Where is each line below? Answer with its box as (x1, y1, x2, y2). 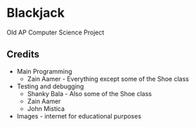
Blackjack (6, 5, 65, 21)
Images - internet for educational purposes (16, 112, 142, 120)
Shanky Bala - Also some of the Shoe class (27, 89, 152, 98)
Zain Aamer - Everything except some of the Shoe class (27, 74, 189, 83)
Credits (6, 48, 40, 60)
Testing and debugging (16, 82, 84, 91)
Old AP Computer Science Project (6, 28, 105, 36)
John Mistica (27, 104, 65, 113)
